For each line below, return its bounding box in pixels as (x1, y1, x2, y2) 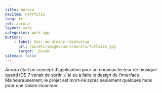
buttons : (5, 35, 23, 40)
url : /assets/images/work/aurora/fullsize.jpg (18, 44, 116, 49)
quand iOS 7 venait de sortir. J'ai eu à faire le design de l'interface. (5, 72, 141, 78)
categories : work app (5, 30, 50, 35)
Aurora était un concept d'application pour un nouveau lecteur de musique (5, 67, 157, 73)
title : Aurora (5, 7, 35, 12)
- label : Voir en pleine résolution (14, 40, 90, 45)
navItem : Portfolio (5, 12, 45, 17)
